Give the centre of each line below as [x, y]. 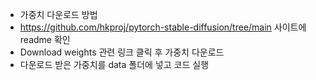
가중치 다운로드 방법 [58, 14]
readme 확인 [45, 39]
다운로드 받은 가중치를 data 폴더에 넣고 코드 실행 [114, 64]
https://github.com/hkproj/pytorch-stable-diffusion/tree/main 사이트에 [163, 27]
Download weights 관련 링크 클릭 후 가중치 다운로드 [122, 52]
